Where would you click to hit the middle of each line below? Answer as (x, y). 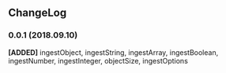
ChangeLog (38, 13)
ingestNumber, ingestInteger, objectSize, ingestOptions (98, 60)
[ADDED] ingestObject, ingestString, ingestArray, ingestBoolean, (113, 52)
